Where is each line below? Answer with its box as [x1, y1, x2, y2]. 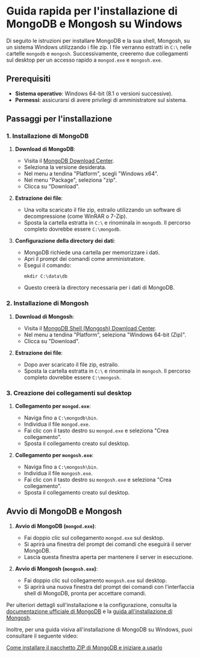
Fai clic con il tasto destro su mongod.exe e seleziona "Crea [23, 427, 169, 434]
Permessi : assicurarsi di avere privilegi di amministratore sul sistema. [14, 96, 187, 103]
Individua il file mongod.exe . [23, 421, 90, 428]
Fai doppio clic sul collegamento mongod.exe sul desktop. [23, 534, 164, 541]
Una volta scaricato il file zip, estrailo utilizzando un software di [23, 207, 181, 214]
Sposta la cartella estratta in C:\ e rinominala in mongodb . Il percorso [23, 219, 191, 226]
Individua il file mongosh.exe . [23, 470, 93, 477]
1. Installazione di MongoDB [6, 132, 89, 140]
